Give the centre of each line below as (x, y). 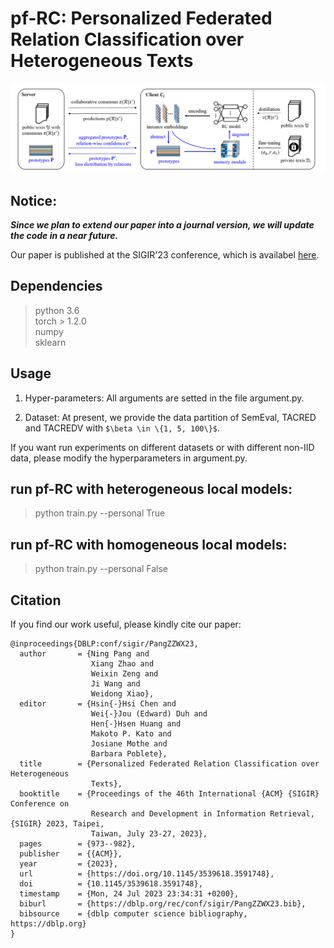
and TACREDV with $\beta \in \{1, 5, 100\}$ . (122, 428)
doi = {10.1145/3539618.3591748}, (111, 884)
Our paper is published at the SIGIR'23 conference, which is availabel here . (165, 254)
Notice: (34, 200)
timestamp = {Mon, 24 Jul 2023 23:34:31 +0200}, (129, 894)
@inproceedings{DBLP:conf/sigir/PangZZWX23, (104, 644)
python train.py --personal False (101, 569)
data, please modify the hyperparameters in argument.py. (129, 458)
